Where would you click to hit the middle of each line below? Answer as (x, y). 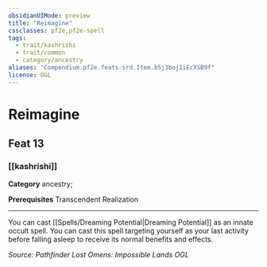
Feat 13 (26, 144)
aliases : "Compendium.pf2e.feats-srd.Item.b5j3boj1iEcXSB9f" (112, 68)
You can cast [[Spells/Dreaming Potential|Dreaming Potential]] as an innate (131, 222)
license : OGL (30, 75)
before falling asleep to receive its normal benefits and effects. (111, 239)
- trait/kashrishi (46, 45)
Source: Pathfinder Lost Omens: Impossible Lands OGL (99, 254)
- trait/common (41, 53)
